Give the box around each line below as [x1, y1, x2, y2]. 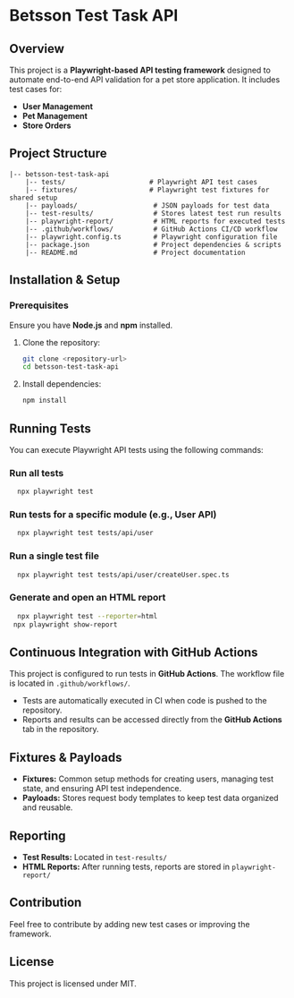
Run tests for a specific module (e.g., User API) [9, 508, 217, 521]
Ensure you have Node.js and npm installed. [9, 320, 173, 330]
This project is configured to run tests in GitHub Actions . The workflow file [9, 669, 285, 679]
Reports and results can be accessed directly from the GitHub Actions [21, 714, 283, 725]
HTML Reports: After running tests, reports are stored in [21, 861, 231, 872]
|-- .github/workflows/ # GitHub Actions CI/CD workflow [25, 225, 278, 234]
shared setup [9, 193, 58, 202]
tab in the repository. [21, 724, 99, 735]
